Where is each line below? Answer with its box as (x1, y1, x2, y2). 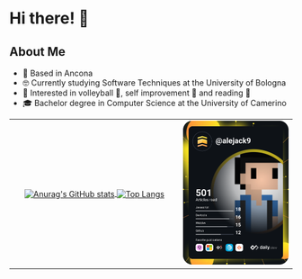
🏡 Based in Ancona (22, 67, 93, 78)
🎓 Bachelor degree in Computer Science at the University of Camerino (22, 98, 288, 108)
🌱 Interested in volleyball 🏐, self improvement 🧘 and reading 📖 (22, 87, 252, 98)
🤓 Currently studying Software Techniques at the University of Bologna (22, 77, 287, 88)
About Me (9, 44, 66, 59)
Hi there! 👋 (9, 8, 90, 29)
